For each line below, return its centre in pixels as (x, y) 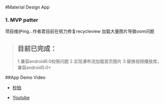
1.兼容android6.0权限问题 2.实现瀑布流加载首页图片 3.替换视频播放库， (89, 61)
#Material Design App (27, 7)
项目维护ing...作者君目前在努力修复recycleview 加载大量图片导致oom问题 (80, 31)
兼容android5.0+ (34, 68)
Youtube (21, 98)
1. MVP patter (22, 20)
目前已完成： (37, 48)
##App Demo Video (25, 78)
